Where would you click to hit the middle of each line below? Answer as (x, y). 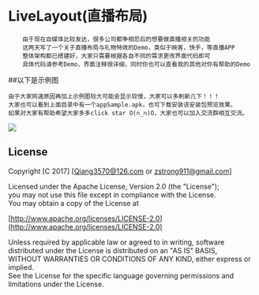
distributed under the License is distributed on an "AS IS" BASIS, (113, 250)
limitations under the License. (56, 284)
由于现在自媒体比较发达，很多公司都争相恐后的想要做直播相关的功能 (116, 39)
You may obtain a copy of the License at (74, 203)
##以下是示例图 (34, 80)
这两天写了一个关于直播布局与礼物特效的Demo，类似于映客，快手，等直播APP (129, 47)
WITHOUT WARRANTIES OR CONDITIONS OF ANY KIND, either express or (129, 259)
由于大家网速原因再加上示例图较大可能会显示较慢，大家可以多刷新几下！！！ (114, 96)
